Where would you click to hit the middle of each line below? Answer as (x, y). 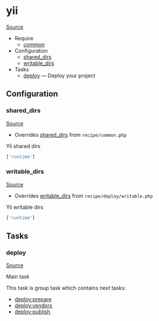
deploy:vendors (33, 306)
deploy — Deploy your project (59, 75)
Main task (18, 277)
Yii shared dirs (23, 146)
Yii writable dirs (25, 207)
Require (24, 38)
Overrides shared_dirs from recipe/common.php (70, 134)
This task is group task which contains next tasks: (66, 288)
